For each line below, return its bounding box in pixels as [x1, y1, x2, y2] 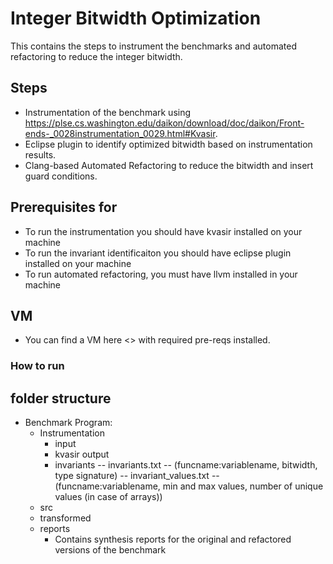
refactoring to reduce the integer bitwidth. [10, 50, 183, 62]
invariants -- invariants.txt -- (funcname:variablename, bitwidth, [54, 459, 318, 471]
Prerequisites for [10, 199, 118, 216]
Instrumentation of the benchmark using [24, 106, 192, 118]
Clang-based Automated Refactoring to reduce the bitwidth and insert [24, 159, 314, 171]
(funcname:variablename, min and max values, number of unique [54, 480, 324, 492]
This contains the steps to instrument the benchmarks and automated [10, 40, 298, 52]
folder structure [10, 390, 112, 407]
